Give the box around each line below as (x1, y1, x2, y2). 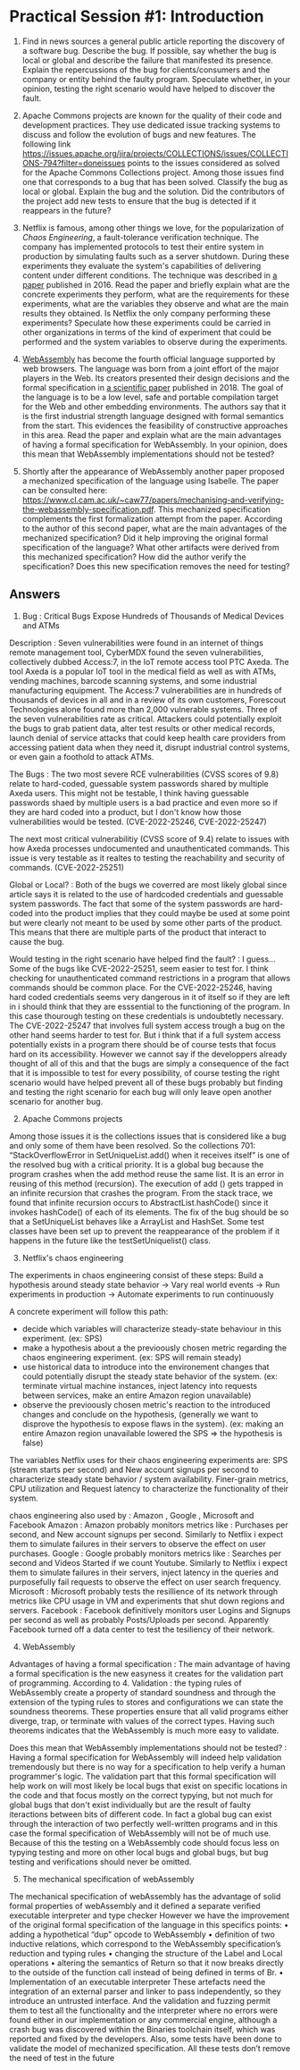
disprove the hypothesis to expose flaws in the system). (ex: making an (21, 1418, 284, 1429)
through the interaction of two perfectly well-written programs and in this (9, 1818, 279, 1829)
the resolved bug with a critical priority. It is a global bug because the (9, 1159, 264, 1170)
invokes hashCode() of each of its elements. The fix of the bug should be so (9, 1207, 289, 1217)
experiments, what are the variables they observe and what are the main (21, 298, 288, 309)
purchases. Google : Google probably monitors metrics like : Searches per (9, 1548, 281, 1559)
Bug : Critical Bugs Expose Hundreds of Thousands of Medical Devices (21, 610, 284, 621)
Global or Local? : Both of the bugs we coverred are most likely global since (9, 879, 287, 890)
